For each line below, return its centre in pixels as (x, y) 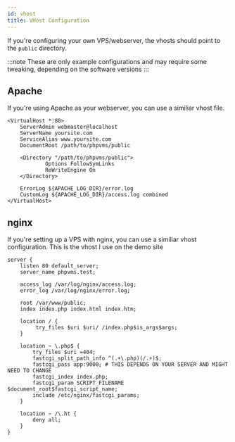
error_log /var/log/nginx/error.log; (75, 291)
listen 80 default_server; (59, 266)
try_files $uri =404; (64, 353)
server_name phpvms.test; (58, 272)
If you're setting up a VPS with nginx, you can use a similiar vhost (102, 239)
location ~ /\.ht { (49, 414)
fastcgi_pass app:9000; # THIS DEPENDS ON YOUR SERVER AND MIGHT (131, 365)
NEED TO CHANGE (30, 371)
